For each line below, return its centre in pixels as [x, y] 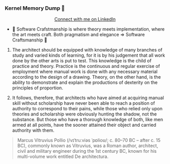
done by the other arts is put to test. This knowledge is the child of [82, 61]
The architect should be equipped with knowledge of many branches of [87, 50]
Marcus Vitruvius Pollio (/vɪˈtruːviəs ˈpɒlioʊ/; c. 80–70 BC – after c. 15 [89, 140]
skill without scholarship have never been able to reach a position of [83, 103]
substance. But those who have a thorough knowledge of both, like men [88, 120]
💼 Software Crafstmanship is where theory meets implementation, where [88, 29]
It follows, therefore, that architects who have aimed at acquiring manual [88, 98]
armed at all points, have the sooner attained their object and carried [84, 125]
